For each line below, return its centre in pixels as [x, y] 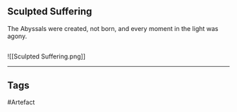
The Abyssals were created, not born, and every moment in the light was [113, 28]
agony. [17, 36]
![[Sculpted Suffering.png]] [47, 56]
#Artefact [21, 102]
